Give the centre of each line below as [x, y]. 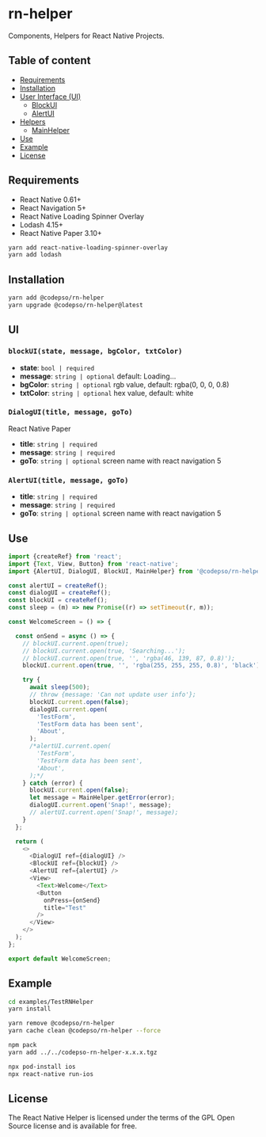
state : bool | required [57, 367]
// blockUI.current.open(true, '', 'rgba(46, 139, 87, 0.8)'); [129, 658]
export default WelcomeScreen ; [60, 959]
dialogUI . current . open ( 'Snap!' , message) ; [100, 805]
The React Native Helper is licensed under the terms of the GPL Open [122, 1118]
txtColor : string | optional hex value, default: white [106, 393]
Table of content [49, 61]
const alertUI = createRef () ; [58, 586]
